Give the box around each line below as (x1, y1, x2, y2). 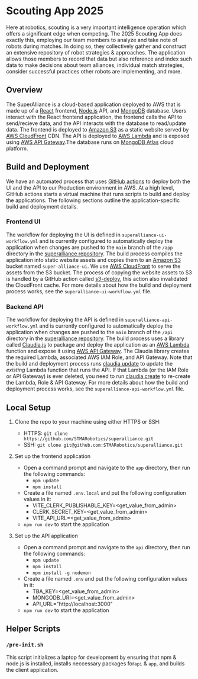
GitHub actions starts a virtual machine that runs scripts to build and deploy (6, 190, 190, 197)
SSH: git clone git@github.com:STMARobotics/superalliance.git (23, 441, 183, 448)
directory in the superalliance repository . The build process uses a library (6, 335, 184, 342)
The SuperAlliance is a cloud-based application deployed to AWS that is (6, 101, 181, 108)
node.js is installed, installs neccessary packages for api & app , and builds (6, 659, 185, 667)
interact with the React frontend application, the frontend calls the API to (6, 113, 183, 120)
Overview (6, 85, 43, 95)
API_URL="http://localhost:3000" (32, 600, 113, 607)
